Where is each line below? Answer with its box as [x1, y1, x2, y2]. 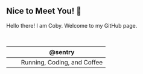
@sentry [49, 48, 75, 56]
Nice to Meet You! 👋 [6, 6, 81, 16]
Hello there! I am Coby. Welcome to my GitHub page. [6, 22, 138, 29]
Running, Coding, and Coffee [21, 58, 103, 66]
